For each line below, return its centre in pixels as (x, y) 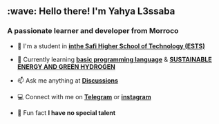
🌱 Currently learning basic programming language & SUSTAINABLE (114, 59)
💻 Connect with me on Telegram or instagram (84, 96)
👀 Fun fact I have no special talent (66, 112)
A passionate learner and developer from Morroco (93, 31)
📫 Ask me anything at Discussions (68, 80)
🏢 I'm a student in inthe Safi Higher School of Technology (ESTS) (111, 46)
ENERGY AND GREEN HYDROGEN (66, 66)
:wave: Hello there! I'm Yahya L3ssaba (91, 11)
